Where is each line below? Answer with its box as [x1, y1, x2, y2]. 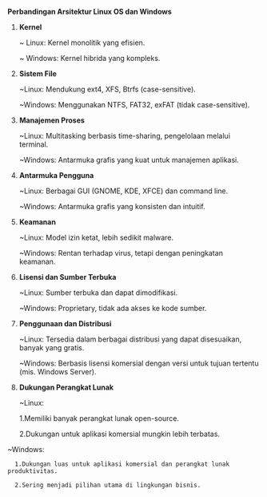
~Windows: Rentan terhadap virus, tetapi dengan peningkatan [18, 248, 223, 257]
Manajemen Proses [18, 115, 86, 125]
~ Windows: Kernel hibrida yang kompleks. [18, 54, 161, 63]
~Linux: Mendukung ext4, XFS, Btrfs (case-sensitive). [18, 84, 197, 94]
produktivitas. [7, 467, 58, 475]
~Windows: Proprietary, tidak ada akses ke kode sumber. [18, 304, 207, 313]
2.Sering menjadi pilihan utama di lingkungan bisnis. [14, 481, 201, 489]
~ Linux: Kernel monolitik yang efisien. [18, 38, 145, 47]
